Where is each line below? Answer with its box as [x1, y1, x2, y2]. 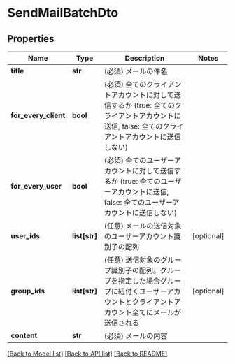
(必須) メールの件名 [104, 66, 168, 76]
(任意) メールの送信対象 [104, 221, 182, 231]
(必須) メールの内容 [104, 331, 168, 340]
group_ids [10, 286, 45, 296]
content [10, 330, 38, 340]
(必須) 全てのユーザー [104, 156, 175, 165]
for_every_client [10, 110, 66, 120]
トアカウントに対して [104, 90, 175, 99]
